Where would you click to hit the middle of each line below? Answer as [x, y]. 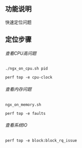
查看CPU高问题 [21, 53]
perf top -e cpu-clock [29, 78]
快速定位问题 [18, 22]
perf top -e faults [25, 113]
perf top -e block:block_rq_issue [41, 140]
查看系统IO [16, 125]
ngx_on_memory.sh [23, 105]
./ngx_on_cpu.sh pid [27, 69]
